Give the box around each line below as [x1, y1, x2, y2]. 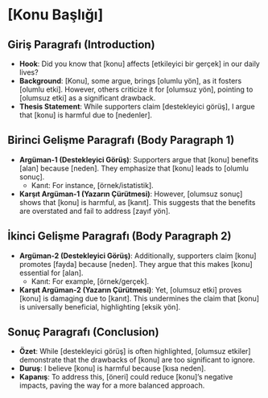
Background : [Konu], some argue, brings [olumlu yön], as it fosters [19, 76, 242, 85]
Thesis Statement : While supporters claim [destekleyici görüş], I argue [19, 102, 255, 111]
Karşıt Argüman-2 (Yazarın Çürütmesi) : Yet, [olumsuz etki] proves [19, 285, 242, 294]
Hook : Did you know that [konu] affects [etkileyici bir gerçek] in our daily [19, 59, 261, 68]
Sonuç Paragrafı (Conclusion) [7, 326, 159, 339]
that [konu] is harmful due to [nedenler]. [19, 110, 153, 120]
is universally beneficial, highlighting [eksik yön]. [19, 302, 181, 311]
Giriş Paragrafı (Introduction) [7, 38, 155, 51]
